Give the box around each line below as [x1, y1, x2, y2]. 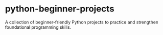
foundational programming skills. [5, 24, 71, 30]
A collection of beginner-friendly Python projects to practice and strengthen [5, 19, 159, 25]
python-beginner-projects [5, 3, 115, 14]
